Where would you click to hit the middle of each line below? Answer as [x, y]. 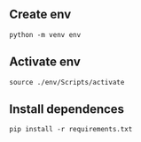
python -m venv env [45, 34]
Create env [40, 15]
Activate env [45, 62]
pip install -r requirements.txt [71, 130]
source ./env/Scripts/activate [67, 82]
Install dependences [67, 109]
